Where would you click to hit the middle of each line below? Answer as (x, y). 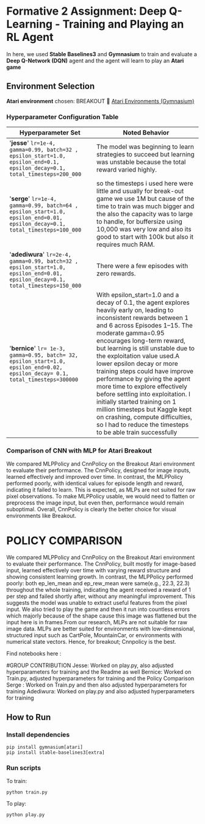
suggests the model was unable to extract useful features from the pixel (97, 603)
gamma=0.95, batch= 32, (44, 355)
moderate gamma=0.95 (131, 333)
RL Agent (30, 37)
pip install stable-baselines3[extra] (56, 753)
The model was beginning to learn (145, 147)
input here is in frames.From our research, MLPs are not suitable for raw (97, 622)
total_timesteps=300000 (44, 380)
